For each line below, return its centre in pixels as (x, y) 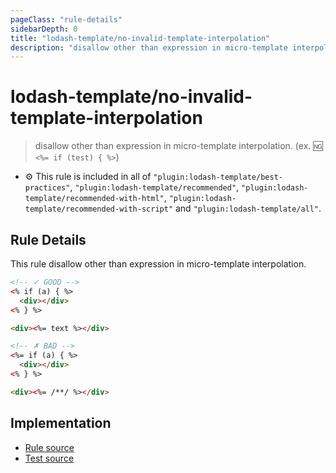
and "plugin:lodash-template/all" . (248, 208)
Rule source (49, 447)
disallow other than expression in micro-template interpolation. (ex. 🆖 (178, 146)
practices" (47, 188)
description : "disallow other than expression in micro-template (149, 47)
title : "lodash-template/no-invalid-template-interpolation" (140, 38)
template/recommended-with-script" (99, 209)
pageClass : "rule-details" (66, 19)
